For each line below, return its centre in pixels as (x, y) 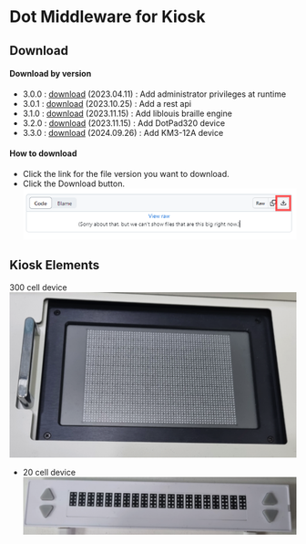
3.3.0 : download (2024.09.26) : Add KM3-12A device (123, 132)
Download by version (51, 74)
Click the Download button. (74, 183)
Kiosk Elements (55, 265)
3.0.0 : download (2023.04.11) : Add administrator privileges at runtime (154, 94)
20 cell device (49, 472)
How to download (43, 153)
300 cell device (39, 287)
